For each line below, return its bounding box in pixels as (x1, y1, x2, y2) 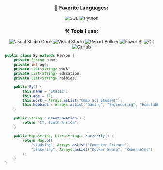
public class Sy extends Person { (5, 53, 75, 58)
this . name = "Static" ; (22, 89, 68, 94)
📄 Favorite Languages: (54, 4, 109, 11)
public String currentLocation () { (14, 116, 86, 121)
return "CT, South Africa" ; (22, 120, 79, 125)
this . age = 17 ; (22, 93, 53, 99)
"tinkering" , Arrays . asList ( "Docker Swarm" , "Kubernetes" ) (31, 147, 153, 152)
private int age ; (14, 62, 49, 67)
